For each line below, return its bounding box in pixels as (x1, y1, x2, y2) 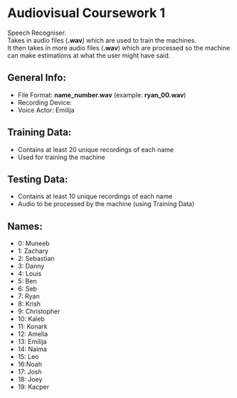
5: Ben (17, 277, 37, 286)
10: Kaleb (17, 315, 45, 323)
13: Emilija (17, 338, 48, 346)
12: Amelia (17, 330, 48, 338)
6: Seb (17, 284, 38, 293)
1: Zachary (17, 247, 48, 255)
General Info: (7, 72, 66, 84)
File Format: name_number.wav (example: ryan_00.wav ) (17, 90, 186, 99)
